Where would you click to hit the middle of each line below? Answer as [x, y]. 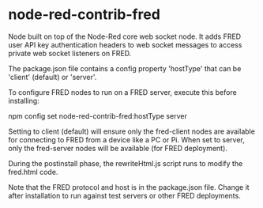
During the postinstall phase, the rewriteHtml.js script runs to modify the [126, 163]
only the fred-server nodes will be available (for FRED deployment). [118, 148]
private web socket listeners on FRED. [70, 53]
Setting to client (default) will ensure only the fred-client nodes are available [131, 131]
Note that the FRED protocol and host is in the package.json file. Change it [129, 187]
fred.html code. [33, 172]
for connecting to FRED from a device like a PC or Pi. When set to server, [126, 139]
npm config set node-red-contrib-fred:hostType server [98, 115]
